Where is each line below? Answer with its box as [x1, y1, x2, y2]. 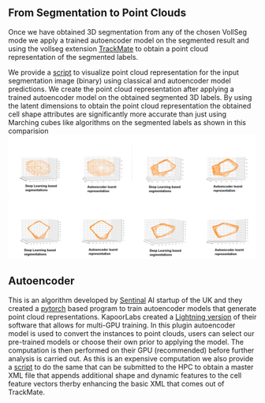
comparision [8, 126, 49, 135]
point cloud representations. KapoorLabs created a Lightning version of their [8, 312, 257, 321]
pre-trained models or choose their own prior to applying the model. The [8, 337, 244, 346]
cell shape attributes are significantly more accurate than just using [8, 109, 227, 119]
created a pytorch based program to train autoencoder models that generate [8, 303, 257, 313]
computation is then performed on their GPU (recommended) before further [8, 346, 255, 355]
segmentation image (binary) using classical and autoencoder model [8, 76, 231, 85]
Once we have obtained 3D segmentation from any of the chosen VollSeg [8, 27, 247, 36]
